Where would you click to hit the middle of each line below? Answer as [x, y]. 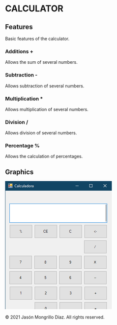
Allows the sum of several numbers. [41, 62]
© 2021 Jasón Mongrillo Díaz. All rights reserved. [55, 317]
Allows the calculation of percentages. [44, 157]
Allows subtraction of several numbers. [45, 86]
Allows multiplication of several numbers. [47, 109]
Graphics [19, 172]
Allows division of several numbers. [41, 133]
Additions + [19, 51]
